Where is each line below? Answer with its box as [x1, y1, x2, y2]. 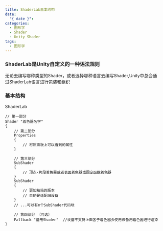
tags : [5, 39, 16, 44]
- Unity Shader [9, 35, 41, 40]
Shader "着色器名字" [5, 119, 43, 124]
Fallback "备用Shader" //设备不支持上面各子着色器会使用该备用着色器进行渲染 [14, 217, 159, 223]
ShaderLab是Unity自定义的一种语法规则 [5, 61, 100, 68]
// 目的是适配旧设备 [23, 193, 59, 198]
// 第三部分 [14, 156, 35, 162]
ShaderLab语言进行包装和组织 [9, 79, 70, 85]
